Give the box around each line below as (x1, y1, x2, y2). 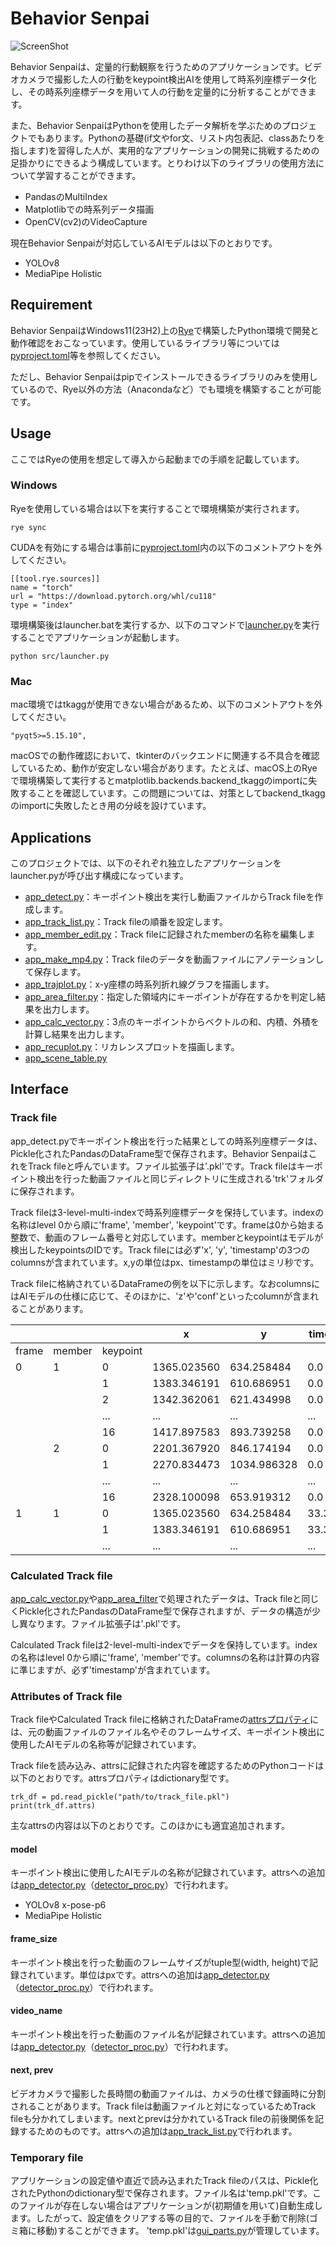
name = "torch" (10, 582, 74, 592)
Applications (10, 829, 92, 846)
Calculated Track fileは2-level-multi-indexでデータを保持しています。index (10, 1638, 318, 1651)
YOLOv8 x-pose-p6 (24, 1899, 107, 1911)
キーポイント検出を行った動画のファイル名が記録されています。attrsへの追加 (10, 2028, 326, 2040)
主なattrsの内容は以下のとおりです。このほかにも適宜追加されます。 (10, 1820, 290, 1832)
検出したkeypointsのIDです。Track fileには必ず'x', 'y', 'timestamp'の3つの (10, 1243, 311, 1256)
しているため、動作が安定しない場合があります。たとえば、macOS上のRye (10, 762, 318, 774)
